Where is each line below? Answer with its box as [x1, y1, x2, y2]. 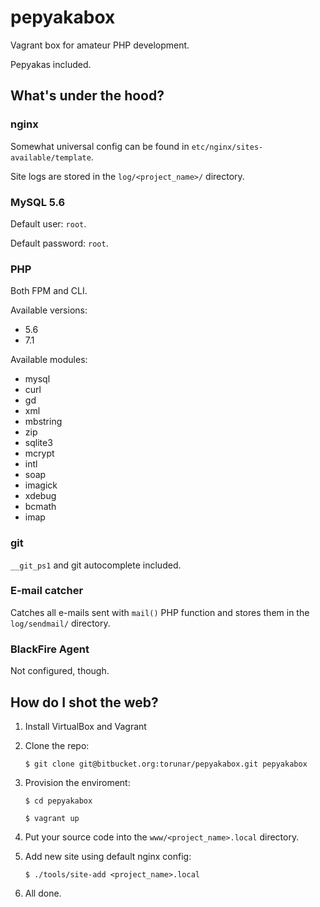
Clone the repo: [24, 739, 90, 751]
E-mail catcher [10, 584, 84, 598]
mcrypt [24, 447, 55, 460]
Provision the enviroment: [24, 776, 131, 788]
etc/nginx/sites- [191, 142, 264, 152]
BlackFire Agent [10, 642, 90, 656]
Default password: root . [10, 237, 109, 249]
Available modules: [10, 354, 88, 366]
